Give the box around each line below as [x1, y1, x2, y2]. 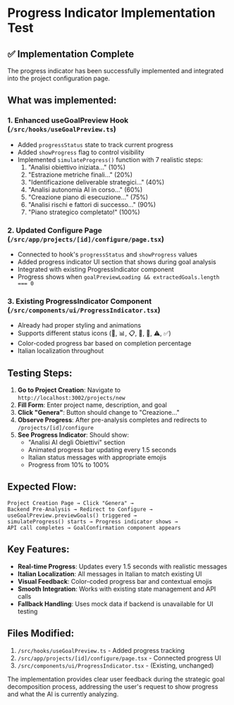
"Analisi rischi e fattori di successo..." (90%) [27, 200, 156, 208]
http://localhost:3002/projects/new [17, 394, 125, 402]
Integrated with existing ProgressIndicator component [17, 265, 174, 273]
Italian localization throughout [17, 347, 104, 355]
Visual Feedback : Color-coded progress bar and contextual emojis [17, 577, 213, 585]
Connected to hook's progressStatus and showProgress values [17, 250, 197, 258]
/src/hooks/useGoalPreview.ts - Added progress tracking [17, 646, 185, 654]
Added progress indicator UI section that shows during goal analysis [17, 257, 216, 266]
